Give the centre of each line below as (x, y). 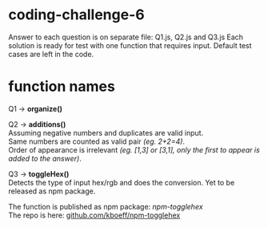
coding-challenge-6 (77, 15)
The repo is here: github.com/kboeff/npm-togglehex (94, 215)
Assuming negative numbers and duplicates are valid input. (106, 132)
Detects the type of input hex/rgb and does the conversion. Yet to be (122, 182)
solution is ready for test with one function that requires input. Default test (130, 45)
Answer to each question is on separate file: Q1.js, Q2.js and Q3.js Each (126, 37)
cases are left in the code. (51, 54)
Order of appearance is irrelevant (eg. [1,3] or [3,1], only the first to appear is (134, 149)
